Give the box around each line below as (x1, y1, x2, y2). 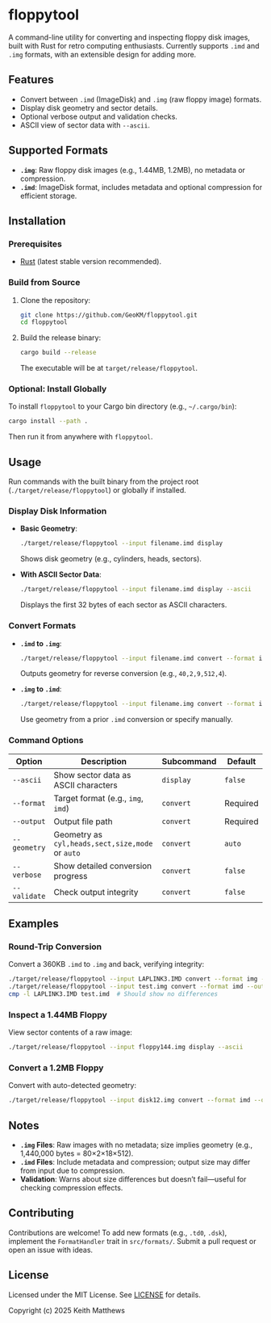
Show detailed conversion (53, 860, 152, 871)
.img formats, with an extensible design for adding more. (8, 49, 197, 59)
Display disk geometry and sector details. (19, 103, 159, 112)
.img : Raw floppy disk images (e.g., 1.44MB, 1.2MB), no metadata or (19, 165, 246, 174)
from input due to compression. (19, 1165, 125, 1176)
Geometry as (53, 829, 103, 840)
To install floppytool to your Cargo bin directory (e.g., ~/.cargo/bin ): (8, 401, 237, 411)
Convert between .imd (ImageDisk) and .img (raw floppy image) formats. (19, 94, 262, 104)
